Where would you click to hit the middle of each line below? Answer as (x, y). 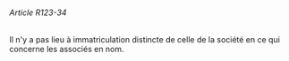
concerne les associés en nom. (67, 50)
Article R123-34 (38, 12)
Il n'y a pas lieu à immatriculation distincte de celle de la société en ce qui (144, 40)
